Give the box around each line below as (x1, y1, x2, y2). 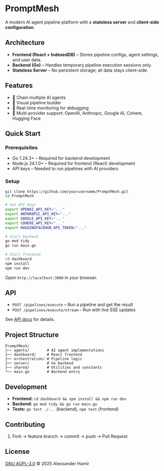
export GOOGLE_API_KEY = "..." (5, 216, 65, 221)
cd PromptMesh (5, 194, 34, 198)
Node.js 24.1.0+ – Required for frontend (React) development (12, 160, 136, 167)
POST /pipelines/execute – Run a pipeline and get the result (12, 302, 134, 308)
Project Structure (5, 330, 59, 339)
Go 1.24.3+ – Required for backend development (12, 155, 110, 161)
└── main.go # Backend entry (5, 370, 80, 374)
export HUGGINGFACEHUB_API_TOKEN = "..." (5, 225, 87, 230)
